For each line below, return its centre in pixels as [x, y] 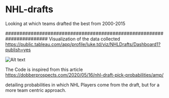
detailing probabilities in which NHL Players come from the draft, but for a [82, 85]
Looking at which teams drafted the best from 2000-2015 [65, 23]
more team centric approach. [36, 90]
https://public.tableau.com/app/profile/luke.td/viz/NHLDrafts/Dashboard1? [83, 44]
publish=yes [18, 50]
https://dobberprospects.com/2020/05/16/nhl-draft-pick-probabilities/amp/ [84, 75]
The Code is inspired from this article [44, 69]
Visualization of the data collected [84, 39]
